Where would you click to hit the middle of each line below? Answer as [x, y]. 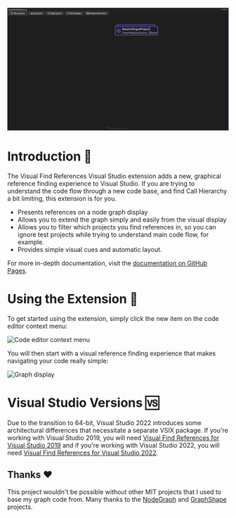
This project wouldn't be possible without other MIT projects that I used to [114, 492]
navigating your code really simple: [58, 360]
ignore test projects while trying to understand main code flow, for [113, 234]
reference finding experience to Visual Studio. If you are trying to [101, 183]
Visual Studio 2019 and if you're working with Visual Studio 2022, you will [113, 445]
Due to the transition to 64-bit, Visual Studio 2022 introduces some [104, 422]
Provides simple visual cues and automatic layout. [90, 249]
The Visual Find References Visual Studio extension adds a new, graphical [114, 176]
